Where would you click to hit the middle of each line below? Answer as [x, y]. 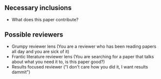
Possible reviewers [34, 35]
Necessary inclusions [38, 8]
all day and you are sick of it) [40, 51]
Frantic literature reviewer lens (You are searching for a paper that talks [83, 56]
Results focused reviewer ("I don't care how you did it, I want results [80, 66]
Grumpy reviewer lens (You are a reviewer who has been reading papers [84, 46]
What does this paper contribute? [45, 19]
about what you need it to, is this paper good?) [58, 62]
